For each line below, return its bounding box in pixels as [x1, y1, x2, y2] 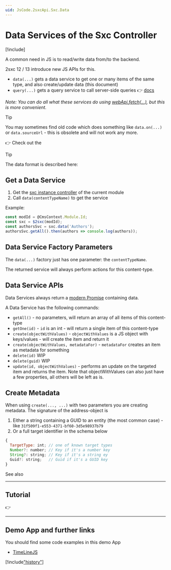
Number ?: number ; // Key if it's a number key [10, 448, 110, 453]
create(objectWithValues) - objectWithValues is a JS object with [12, 331, 149, 337]
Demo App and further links [5, 526, 95, 534]
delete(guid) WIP [12, 358, 50, 364]
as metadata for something [12, 347, 70, 353]
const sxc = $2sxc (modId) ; [5, 220, 63, 225]
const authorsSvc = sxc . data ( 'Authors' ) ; [5, 224, 95, 229]
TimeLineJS [12, 549, 38, 555]
